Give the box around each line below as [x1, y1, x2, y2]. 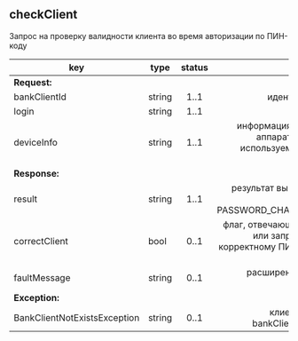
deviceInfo [13, 136, 58, 148]
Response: [13, 167, 59, 179]
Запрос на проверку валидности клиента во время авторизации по [9, 30, 265, 41]
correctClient [13, 234, 68, 247]
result [13, 193, 38, 205]
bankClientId [13, 91, 67, 103]
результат [231, 181, 275, 194]
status [180, 61, 208, 74]
